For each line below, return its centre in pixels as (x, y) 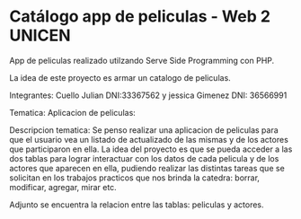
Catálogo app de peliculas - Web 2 (140, 17)
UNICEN (40, 35)
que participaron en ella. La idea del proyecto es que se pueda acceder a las (151, 149)
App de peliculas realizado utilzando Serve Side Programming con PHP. (142, 60)
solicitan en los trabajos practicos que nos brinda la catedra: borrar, (135, 178)
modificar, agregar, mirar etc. (63, 187)
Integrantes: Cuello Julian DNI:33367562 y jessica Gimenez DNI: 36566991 (148, 95)
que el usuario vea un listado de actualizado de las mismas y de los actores (149, 139)
